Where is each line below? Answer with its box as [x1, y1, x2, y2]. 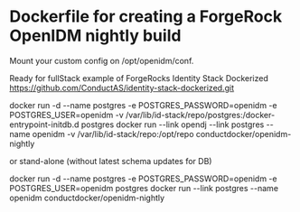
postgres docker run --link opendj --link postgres [80, 119, 265, 130]
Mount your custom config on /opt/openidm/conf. [9, 55, 194, 66]
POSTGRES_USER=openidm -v [9, 109, 124, 120]
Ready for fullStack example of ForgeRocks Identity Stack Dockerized [9, 72, 269, 83]
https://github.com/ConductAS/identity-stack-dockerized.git [9, 82, 235, 93]
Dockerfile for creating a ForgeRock [9, 6, 283, 27]
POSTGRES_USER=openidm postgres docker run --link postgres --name [9, 182, 278, 193]
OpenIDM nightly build [9, 25, 182, 46]
